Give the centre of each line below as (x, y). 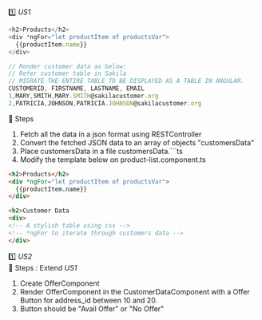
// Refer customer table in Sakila (67, 74)
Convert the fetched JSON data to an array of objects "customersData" (137, 142)
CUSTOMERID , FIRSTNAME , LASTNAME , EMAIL (77, 89)
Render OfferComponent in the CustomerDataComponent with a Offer (135, 291)
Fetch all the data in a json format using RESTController (111, 134)
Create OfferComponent (60, 283)
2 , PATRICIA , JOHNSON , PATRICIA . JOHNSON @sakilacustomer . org (105, 103)
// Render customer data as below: (67, 66)
